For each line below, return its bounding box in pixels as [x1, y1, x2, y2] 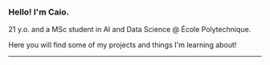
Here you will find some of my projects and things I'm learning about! [8, 40, 237, 50]
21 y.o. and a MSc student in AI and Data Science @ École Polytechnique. [8, 25, 252, 35]
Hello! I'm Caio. [8, 6, 70, 18]
